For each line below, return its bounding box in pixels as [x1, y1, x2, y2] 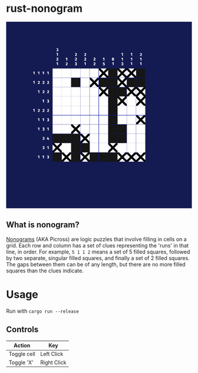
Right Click [40, 359, 67, 366]
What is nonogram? [6, 220, 80, 230]
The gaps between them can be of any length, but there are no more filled [6, 261, 186, 268]
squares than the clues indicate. [6, 267, 84, 274]
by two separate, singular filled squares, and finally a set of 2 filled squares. [6, 254, 190, 262]
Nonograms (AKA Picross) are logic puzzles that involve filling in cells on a [6, 236, 187, 243]
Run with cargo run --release [6, 307, 80, 314]
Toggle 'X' [8, 359, 34, 366]
